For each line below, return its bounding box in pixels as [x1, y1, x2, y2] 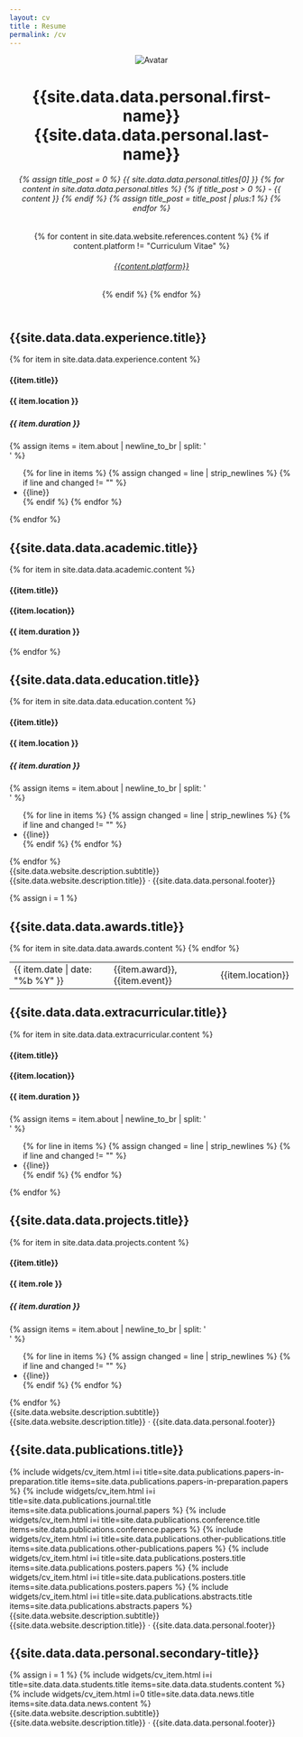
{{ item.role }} [9, 1278, 63, 1290]
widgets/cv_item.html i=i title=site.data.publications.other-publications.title [9, 1533, 287, 1544]
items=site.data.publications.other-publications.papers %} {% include [9, 1543, 269, 1554]
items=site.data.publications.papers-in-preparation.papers [70, 1475, 289, 1486]
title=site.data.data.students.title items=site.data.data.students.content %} [9, 1679, 286, 1690]
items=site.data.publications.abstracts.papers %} [9, 1600, 193, 1611]
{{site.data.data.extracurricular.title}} [9, 1005, 228, 1020]
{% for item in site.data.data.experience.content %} [9, 354, 201, 365]
